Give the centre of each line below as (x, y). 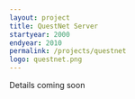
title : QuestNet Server (54, 26)
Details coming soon (47, 85)
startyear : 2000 (40, 34)
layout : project (40, 18)
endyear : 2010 (36, 43)
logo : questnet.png (46, 59)
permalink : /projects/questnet (68, 51)
